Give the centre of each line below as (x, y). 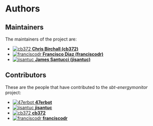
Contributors (26, 75)
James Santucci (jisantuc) (63, 59)
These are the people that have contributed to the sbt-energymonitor (76, 87)
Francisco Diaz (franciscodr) (73, 54)
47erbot (43, 102)
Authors (23, 9)
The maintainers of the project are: (41, 39)
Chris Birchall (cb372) (55, 49)
